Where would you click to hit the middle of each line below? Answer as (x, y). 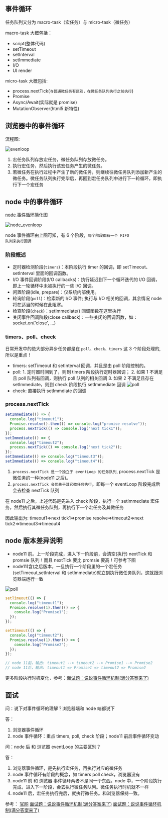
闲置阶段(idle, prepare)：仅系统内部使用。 (56, 292)
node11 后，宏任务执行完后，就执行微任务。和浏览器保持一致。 (77, 793)
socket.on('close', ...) (34, 323)
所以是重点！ (18, 355)
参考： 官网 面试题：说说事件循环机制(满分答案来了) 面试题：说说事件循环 (81, 804)
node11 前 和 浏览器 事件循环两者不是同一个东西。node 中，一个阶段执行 (87, 780)
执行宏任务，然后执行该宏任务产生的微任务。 (59, 165)
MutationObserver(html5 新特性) (46, 108)
